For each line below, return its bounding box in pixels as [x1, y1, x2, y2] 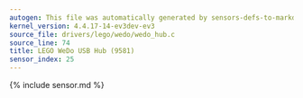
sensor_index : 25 [9, 55, 75, 64]
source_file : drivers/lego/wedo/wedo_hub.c [9, 30, 176, 39]
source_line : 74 [9, 38, 70, 48]
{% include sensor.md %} [9, 80, 106, 90]
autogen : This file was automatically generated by [9, 13, 207, 22]
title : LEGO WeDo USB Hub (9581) [9, 47, 135, 56]
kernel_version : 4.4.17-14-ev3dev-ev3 [9, 22, 155, 31]
